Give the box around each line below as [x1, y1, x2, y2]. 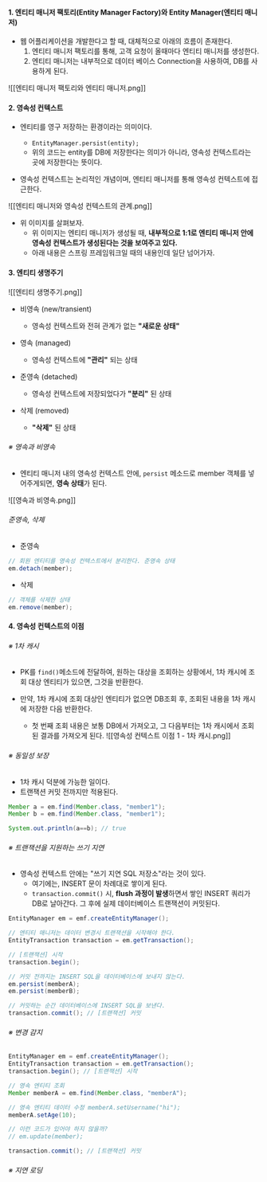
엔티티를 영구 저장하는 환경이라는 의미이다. [19, 122, 153, 131]
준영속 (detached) [19, 371, 78, 382]
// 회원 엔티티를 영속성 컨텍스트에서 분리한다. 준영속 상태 [8, 558, 175, 566]
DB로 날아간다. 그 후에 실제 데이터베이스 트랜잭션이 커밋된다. [31, 898, 221, 908]
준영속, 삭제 [8, 515, 45, 525]
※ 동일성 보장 [8, 750, 49, 760]
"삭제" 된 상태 [31, 422, 77, 432]
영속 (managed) [19, 338, 72, 347]
